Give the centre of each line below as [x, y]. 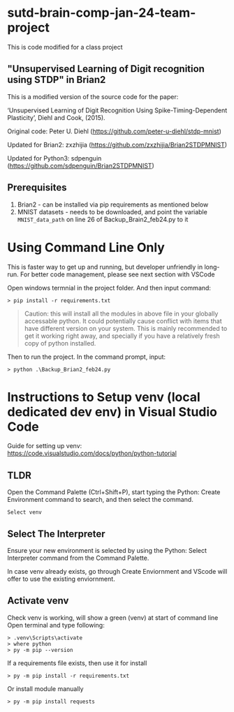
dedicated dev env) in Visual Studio [112, 411]
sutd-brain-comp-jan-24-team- [102, 13]
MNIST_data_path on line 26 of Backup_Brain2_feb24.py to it [103, 219]
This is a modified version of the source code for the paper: [93, 96]
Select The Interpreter [57, 534]
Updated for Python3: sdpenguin [54, 158]
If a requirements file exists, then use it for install [77, 663]
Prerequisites [37, 187]
